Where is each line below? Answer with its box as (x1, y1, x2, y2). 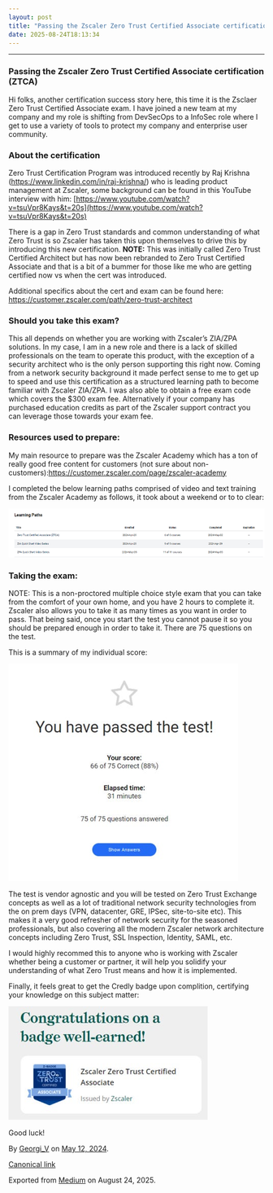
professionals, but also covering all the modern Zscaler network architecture (8, 924, 264, 934)
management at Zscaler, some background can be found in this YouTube (8, 185, 252, 195)
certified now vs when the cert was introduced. (8, 270, 167, 280)
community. (8, 129, 48, 138)
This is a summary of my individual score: (8, 647, 148, 657)
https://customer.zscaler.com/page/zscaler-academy (48, 467, 227, 477)
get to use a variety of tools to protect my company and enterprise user (8, 121, 248, 130)
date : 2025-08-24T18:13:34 (8, 30, 100, 38)
